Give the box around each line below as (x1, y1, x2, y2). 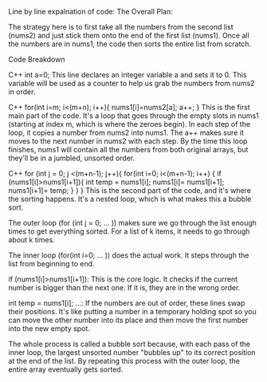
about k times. (8, 235, 56, 244)
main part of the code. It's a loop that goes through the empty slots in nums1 (8, 111, 259, 120)
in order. (8, 87, 36, 96)
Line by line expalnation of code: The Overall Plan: (8, 7, 173, 16)
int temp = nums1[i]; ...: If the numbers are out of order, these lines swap (8, 298, 245, 308)
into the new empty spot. (8, 324, 90, 333)
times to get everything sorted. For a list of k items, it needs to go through (8, 226, 250, 236)
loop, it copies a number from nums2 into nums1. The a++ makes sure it (8, 128, 245, 137)
